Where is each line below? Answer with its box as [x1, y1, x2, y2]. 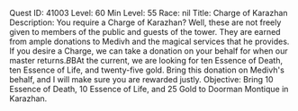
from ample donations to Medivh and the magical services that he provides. [9, 36, 290, 47]
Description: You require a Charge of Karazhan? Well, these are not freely [9, 17, 282, 28]
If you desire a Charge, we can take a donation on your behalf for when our [9, 46, 288, 56]
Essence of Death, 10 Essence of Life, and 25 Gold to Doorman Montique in [9, 84, 289, 94]
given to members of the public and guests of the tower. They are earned [9, 27, 281, 37]
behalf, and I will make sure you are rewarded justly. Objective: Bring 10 [9, 74, 274, 84]
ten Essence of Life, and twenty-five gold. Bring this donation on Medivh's [9, 64, 285, 75]
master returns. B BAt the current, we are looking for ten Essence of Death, [9, 55, 284, 65]
